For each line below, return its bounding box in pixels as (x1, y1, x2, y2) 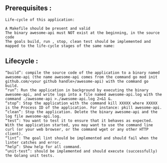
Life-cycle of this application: (5, 17, 75, 22)
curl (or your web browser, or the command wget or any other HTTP (5, 127, 149, 132)
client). (5, 131, 23, 136)
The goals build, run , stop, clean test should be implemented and (5, 39, 151, 44)
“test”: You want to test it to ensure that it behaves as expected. (5, 118, 153, 123)
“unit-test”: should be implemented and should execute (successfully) (5, 149, 157, 154)
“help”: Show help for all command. (5, 144, 81, 149)
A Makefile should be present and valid (5, 26, 91, 31)
